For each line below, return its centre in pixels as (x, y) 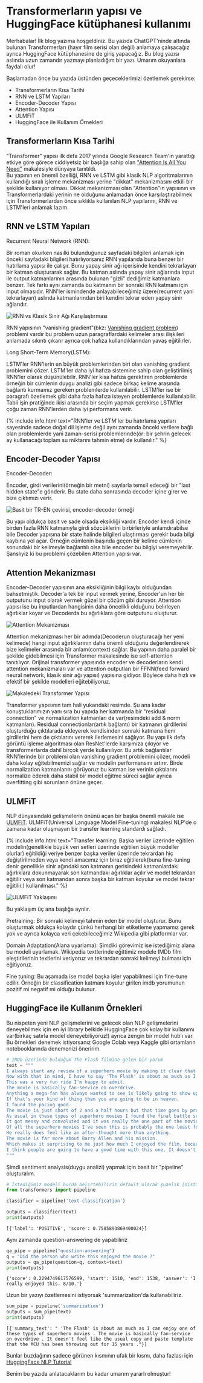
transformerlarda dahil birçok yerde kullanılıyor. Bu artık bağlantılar (89, 750)
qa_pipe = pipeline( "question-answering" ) (60, 1251)
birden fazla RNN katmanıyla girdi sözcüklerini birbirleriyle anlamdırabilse (97, 528)
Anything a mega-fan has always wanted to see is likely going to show (98, 1094)
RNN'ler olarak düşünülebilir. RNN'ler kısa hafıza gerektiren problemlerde (97, 377)
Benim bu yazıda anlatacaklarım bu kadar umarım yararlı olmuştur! (89, 1374)
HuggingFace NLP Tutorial (39, 1362)
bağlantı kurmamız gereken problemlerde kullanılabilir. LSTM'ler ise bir (94, 389)
